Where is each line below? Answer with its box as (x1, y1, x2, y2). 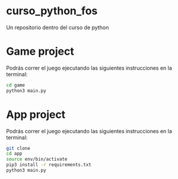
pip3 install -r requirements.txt (6, 162, 92, 168)
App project (6, 108, 66, 121)
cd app (6, 150, 23, 157)
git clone (6, 145, 31, 151)
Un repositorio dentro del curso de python (6, 24, 109, 31)
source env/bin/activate (6, 156, 68, 162)
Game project (6, 45, 74, 58)
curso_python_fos (6, 4, 98, 18)
